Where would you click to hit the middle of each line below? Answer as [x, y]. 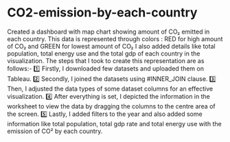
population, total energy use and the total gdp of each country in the [104, 54]
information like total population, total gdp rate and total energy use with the [114, 123]
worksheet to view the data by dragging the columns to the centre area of [111, 106]
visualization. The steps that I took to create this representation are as [106, 60]
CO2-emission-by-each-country [102, 13]
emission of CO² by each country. [55, 131]
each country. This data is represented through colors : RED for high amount [115, 38]
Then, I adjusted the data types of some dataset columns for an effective [110, 88]
